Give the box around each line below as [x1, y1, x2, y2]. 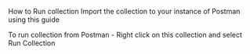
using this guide [8, 15, 60, 24]
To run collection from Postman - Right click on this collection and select [8, 31, 243, 39]
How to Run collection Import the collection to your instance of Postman [8, 7, 241, 16]
